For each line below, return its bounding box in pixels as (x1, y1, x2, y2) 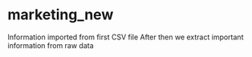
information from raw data (7, 40, 94, 50)
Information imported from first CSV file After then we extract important (7, 32, 244, 42)
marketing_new (7, 6, 114, 24)
